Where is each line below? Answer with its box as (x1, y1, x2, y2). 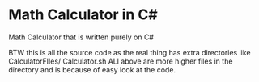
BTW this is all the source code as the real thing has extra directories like (8, 47, 251, 57)
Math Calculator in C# (8, 6, 158, 24)
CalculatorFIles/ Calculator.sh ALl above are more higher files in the (8, 56, 233, 66)
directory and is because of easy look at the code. (8, 64, 176, 74)
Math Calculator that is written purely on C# (8, 32, 154, 42)
